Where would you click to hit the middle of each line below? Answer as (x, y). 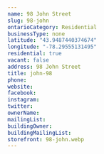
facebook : (22, 93)
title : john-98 (30, 73)
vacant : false (28, 60)
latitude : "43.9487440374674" (52, 40)
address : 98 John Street (44, 67)
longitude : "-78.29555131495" (52, 47)
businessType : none (36, 34)
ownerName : (24, 113)
